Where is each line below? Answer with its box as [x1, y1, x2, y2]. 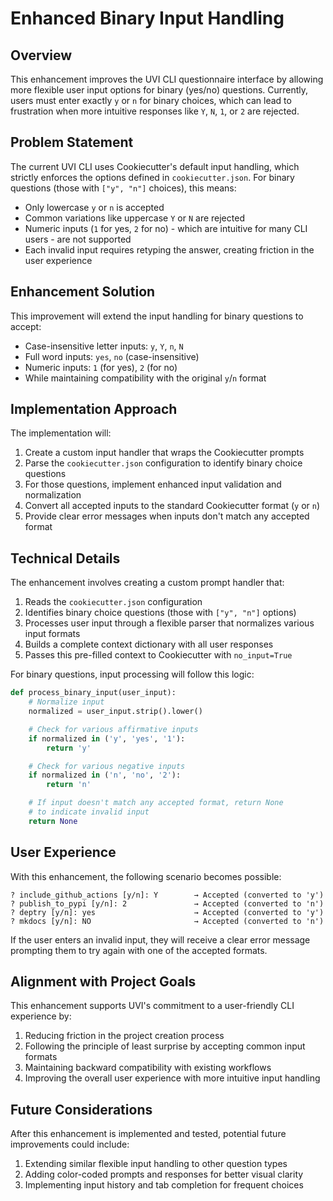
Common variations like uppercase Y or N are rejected [24, 212, 245, 224]
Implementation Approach [10, 401, 178, 418]
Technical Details [10, 550, 121, 567]
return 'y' [46, 743, 92, 753]
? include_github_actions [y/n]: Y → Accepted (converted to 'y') [10, 890, 325, 900]
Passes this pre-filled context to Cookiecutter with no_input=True [24, 649, 293, 661]
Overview [10, 47, 73, 64]
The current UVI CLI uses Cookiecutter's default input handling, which [10, 160, 300, 172]
